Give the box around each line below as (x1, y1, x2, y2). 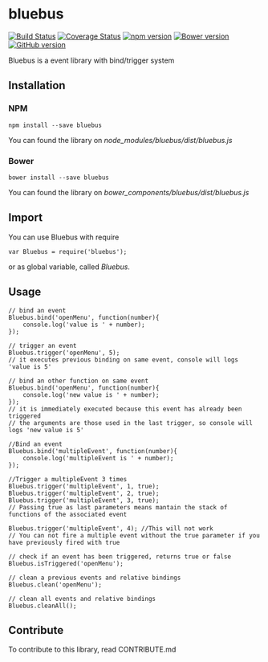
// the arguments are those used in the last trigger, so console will (8, 419, 253, 427)
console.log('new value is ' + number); (22, 390, 160, 398)
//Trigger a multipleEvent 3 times (8, 475, 128, 483)
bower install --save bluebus (8, 174, 110, 182)
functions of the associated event (8, 510, 128, 518)
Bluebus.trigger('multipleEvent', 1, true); (8, 482, 160, 490)
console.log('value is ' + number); (22, 321, 146, 329)
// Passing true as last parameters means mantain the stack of (8, 503, 228, 511)
